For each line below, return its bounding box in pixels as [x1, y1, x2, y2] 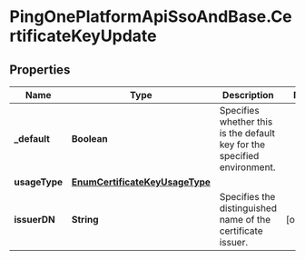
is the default [219, 127, 275, 139]
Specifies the [219, 191, 276, 203]
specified [219, 150, 260, 162]
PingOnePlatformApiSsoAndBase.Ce [9, 6, 292, 27]
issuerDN [14, 214, 56, 225]
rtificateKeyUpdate [9, 25, 157, 46]
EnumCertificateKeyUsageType [71, 175, 212, 188]
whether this [219, 115, 273, 128]
